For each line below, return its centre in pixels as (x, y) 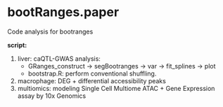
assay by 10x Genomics (52, 96)
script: (17, 45)
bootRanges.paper (63, 12)
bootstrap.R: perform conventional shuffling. (92, 73)
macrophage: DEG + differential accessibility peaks (92, 80)
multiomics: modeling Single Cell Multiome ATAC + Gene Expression (116, 88)
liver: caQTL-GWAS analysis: (59, 58)
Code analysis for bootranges (50, 31)
